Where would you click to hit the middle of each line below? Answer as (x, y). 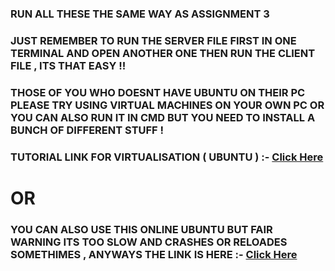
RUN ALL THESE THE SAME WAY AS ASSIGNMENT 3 (140, 14)
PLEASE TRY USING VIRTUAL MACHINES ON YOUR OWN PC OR (167, 105)
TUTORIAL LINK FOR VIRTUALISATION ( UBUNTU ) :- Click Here (167, 157)
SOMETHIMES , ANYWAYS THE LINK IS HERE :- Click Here (154, 254)
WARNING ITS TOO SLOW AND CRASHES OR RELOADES (149, 242)
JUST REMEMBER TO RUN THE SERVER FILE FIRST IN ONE (153, 40)
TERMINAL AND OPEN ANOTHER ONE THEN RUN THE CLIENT (163, 53)
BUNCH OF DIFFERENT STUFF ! (87, 130)
